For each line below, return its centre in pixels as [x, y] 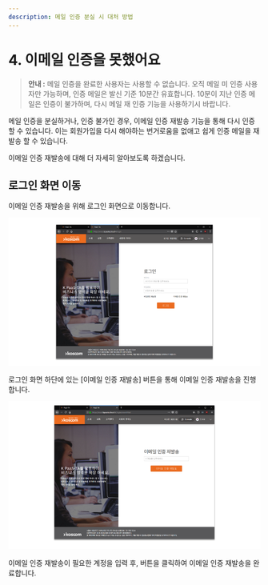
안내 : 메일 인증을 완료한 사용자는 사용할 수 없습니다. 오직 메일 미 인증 [135, 83]
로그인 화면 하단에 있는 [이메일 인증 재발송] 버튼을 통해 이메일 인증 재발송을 [125, 379]
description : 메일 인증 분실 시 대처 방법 [71, 17]
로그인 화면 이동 [45, 185]
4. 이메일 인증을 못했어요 [84, 60]
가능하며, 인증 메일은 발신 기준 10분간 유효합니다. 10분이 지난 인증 [145, 94]
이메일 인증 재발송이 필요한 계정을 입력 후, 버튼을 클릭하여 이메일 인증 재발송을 [130, 563]
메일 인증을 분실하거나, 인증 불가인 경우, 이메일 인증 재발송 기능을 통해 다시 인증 [132, 121]
